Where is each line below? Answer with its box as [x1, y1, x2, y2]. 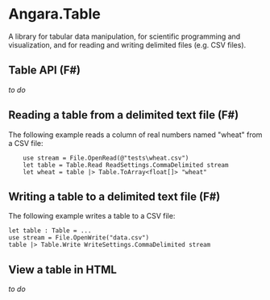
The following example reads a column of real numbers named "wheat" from [8, 130, 263, 140]
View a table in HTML [8, 263, 117, 277]
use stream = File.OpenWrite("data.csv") [8, 234, 150, 242]
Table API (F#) [8, 64, 81, 77]
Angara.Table [8, 5, 101, 23]
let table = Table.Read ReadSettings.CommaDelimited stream [23, 160, 229, 169]
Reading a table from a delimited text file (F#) [8, 108, 239, 122]
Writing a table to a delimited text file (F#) [8, 190, 221, 203]
